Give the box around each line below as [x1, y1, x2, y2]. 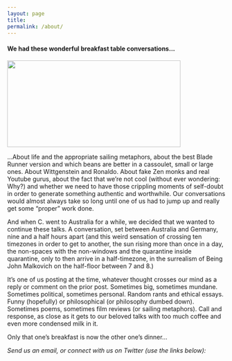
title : [7, 17, 26, 24]
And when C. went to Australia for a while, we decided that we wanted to [7, 218, 215, 226]
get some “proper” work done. [7, 204, 95, 212]
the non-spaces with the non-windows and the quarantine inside [7, 247, 192, 255]
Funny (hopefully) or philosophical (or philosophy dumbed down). [7, 297, 195, 306]
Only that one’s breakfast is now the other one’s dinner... [7, 333, 168, 341]
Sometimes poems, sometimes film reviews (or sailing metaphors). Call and [7, 304, 222, 312]
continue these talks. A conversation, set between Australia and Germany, [7, 224, 218, 233]
